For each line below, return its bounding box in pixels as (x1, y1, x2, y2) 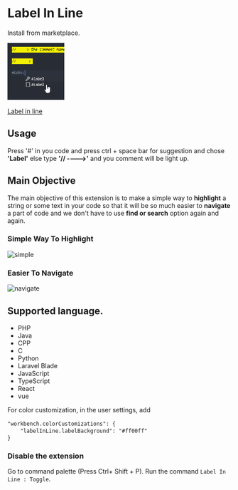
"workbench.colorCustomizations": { (7, 420, 116, 427)
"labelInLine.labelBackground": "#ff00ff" (20, 427, 148, 434)
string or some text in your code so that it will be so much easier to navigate (7, 201, 231, 209)
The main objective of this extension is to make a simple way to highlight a (7, 194, 227, 202)
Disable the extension (7, 451, 84, 461)
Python (17, 354, 39, 363)
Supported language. (7, 305, 104, 317)
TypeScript (17, 376, 50, 385)
